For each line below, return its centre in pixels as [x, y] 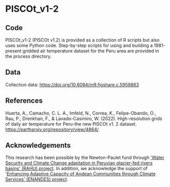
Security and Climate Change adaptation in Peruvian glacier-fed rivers [79, 163]
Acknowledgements [38, 145]
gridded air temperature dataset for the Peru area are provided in [91, 51]
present [14, 51]
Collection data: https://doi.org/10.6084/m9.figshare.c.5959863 [72, 84]
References [24, 101]
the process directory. [29, 56]
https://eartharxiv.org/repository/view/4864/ [52, 129]
